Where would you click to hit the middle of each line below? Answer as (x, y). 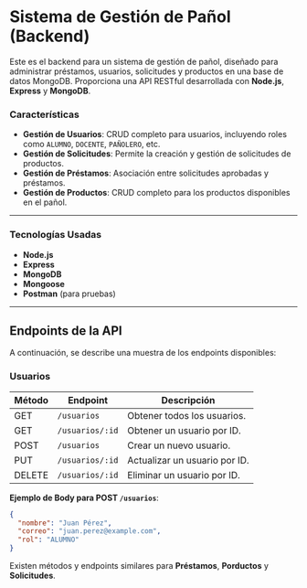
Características (44, 114)
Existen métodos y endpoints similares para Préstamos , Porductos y (139, 566)
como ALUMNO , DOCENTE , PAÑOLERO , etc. (91, 144)
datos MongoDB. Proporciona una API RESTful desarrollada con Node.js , (147, 80)
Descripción (188, 400)
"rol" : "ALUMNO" (48, 540)
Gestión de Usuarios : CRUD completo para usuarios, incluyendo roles (155, 134)
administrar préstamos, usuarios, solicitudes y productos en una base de (147, 71)
